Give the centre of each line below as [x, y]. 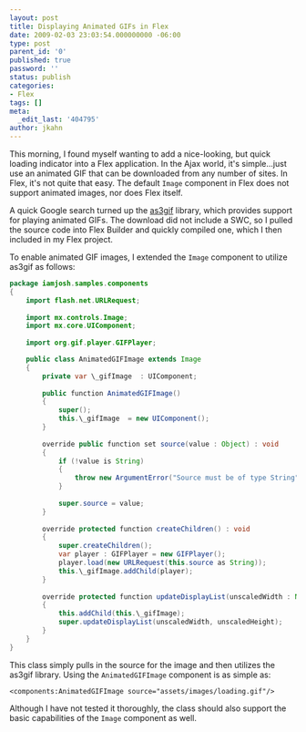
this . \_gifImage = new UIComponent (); [133, 419]
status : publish [40, 77]
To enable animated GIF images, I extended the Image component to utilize [149, 257]
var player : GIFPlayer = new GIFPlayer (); [142, 554]
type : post [30, 43]
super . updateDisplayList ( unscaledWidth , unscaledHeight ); [170, 622]
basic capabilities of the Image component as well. [103, 717]
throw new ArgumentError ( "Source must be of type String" [187, 478]
